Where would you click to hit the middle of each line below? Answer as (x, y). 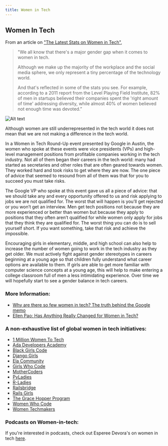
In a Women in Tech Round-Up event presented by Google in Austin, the (80, 143)
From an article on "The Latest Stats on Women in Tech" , (64, 42)
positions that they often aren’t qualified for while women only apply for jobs (84, 217)
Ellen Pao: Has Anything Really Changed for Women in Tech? (75, 316)
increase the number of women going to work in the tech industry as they (81, 249)
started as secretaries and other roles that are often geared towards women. (84, 165)
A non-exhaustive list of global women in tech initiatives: (76, 329)
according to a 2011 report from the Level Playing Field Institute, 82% (89, 93)
